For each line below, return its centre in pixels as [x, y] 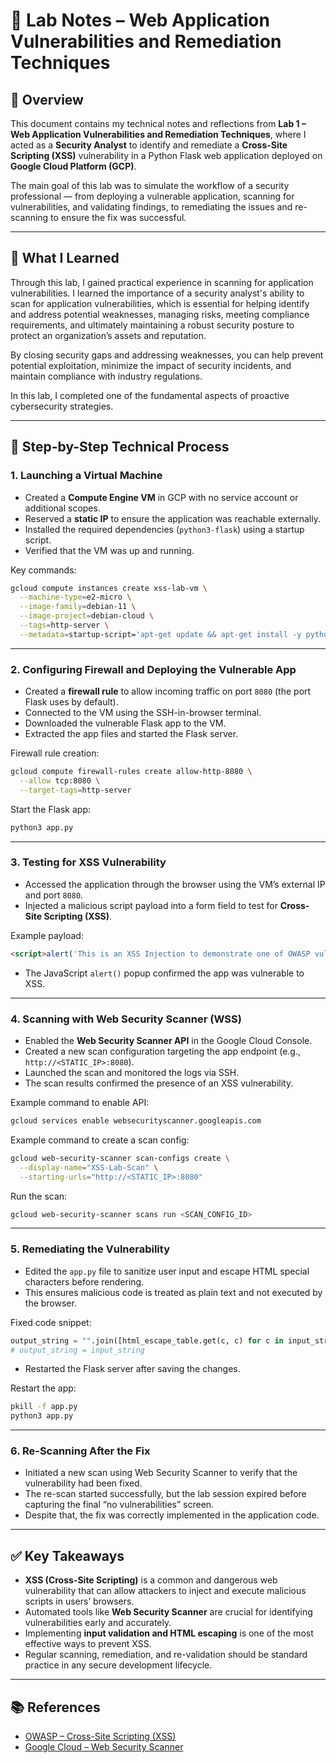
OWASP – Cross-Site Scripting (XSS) [100, 1736]
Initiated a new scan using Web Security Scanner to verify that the [161, 1473]
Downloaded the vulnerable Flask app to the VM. [125, 723]
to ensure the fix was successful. [118, 217]
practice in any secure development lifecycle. [118, 1665]
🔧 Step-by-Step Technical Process [120, 447]
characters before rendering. [84, 1281]
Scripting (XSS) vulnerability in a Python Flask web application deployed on [166, 155]
